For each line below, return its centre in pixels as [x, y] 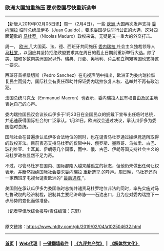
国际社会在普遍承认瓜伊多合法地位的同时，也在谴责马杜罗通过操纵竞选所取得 [82, 137]
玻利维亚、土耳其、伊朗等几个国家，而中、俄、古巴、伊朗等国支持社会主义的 [82, 149]
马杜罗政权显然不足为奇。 [31, 156]
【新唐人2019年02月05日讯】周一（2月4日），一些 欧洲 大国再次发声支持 [78, 24]
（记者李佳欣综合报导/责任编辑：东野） [44, 211]
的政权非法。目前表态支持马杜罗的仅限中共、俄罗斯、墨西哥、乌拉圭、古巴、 [82, 143]
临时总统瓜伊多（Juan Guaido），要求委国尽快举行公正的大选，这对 [86, 30]
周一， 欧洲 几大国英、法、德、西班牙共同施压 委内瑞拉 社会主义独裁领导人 [80, 46]
